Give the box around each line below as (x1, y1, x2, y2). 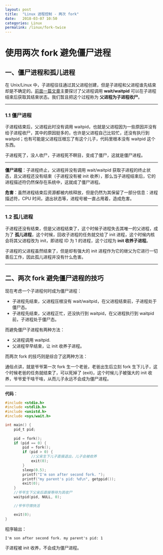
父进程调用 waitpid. (12, 337, 51, 343)
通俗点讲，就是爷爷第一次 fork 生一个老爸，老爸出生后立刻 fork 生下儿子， (5, 364, 154, 369)
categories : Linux (5, 20, 42, 26)
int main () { (5, 423, 32, 428)
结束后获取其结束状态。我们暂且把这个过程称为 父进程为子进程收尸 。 (5, 94, 142, 100)
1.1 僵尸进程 (5, 112, 32, 119)
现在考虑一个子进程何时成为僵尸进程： (5, 288, 81, 294)
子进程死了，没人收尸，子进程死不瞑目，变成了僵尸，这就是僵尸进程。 (5, 152, 146, 158)
